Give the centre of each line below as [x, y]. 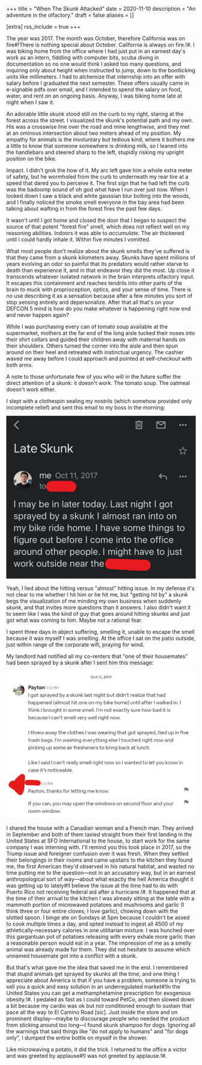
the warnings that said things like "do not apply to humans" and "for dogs [97, 1031]
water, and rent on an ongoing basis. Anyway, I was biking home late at [94, 96]
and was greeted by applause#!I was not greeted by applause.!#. [87, 1056]
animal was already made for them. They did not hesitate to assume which [98, 950]
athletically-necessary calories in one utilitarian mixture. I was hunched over [101, 930]
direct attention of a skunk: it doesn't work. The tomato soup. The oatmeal [98, 383]
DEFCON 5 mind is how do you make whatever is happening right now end [99, 308]
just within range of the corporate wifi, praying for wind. [75, 645]
